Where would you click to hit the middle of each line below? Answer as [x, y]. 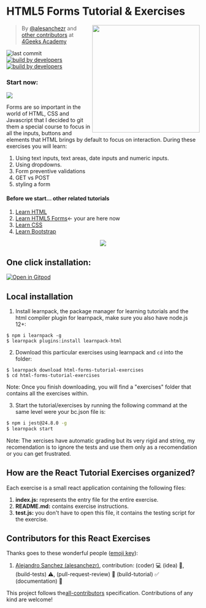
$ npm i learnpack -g [34, 336]
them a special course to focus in [48, 127]
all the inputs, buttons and [39, 133]
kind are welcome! [30, 599]
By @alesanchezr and [49, 28]
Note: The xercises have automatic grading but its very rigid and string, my [101, 440]
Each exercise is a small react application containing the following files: [96, 488]
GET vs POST [32, 178]
